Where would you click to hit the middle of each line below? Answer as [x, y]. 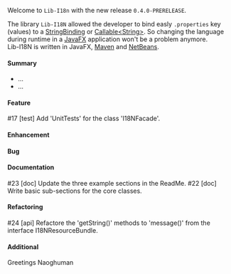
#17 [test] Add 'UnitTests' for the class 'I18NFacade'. [84, 118]
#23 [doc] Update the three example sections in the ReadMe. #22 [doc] [112, 183]
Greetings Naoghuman [41, 263]
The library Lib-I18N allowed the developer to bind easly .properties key [114, 24]
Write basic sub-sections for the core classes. [75, 191]
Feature [19, 102]
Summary [22, 63]
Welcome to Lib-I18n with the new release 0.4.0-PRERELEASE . [97, 10]
